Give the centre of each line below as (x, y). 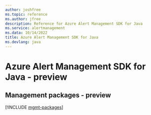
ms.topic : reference (26, 14)
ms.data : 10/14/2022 (26, 33)
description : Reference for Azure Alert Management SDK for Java (74, 24)
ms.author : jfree (23, 19)
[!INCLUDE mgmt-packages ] (34, 107)
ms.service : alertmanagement (35, 28)
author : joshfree (23, 10)
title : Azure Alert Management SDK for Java (52, 38)
